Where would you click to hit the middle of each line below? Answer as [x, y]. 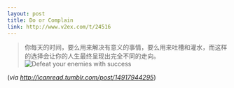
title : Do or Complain [40, 20]
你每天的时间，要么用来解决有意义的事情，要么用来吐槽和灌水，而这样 [126, 47]
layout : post [26, 14]
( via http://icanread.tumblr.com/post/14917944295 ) [82, 78]
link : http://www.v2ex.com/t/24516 [59, 27]
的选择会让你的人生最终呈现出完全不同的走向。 [92, 56]
